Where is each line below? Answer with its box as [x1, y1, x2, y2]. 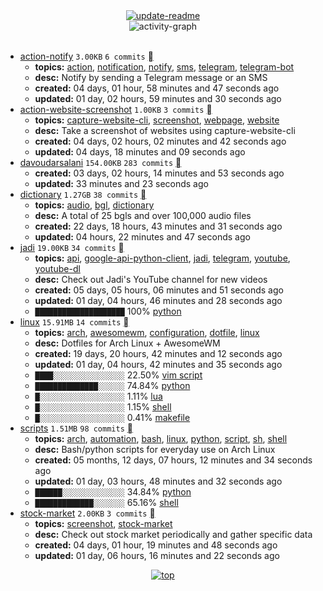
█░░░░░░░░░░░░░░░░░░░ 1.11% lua [34, 390, 163, 402]
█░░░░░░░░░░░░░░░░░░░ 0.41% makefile [34, 412, 191, 423]
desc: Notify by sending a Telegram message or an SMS [34, 72, 268, 83]
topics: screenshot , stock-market [34, 518, 173, 529]
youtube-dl [34, 263, 81, 274]
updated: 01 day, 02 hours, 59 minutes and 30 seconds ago [34, 93, 282, 104]
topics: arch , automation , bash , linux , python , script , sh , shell [34, 433, 288, 444]
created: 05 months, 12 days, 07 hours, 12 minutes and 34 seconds [34, 454, 313, 466]
